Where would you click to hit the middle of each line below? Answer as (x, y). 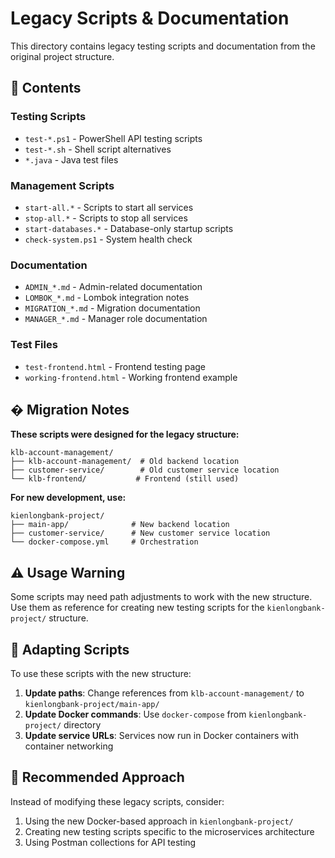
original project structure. (62, 56)
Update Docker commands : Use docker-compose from (135, 714)
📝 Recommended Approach (97, 777)
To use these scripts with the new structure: (101, 673)
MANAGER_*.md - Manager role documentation (116, 319)
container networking (69, 746)
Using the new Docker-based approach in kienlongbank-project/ (159, 821)
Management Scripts (62, 185)
